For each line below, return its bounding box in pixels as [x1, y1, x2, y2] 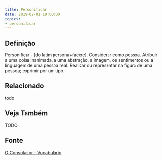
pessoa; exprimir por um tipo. [5, 68, 65, 74]
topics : [5, 16, 21, 21]
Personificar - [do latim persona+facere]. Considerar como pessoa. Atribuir [5, 52, 158, 58]
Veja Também [5, 109, 48, 118]
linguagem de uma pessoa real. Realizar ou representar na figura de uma [5, 62, 153, 69]
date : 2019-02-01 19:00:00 [5, 12, 60, 17]
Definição [5, 39, 36, 47]
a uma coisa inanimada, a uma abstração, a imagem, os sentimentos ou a [5, 57, 154, 63]
